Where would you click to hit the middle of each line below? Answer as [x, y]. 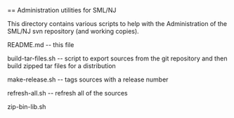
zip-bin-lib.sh [27, 107]
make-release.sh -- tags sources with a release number [88, 79]
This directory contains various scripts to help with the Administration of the [117, 24]
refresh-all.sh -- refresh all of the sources [67, 93]
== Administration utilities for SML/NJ [62, 10]
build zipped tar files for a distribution [61, 66]
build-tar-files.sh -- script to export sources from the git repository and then [117, 58]
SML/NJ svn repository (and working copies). [73, 31]
